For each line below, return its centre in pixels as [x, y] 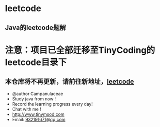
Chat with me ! [26, 109]
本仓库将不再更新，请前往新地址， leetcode [70, 82]
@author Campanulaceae [37, 94]
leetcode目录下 [36, 62]
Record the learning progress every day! [52, 104]
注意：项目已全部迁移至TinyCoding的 [80, 50]
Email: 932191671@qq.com [39, 119]
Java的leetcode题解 [36, 27]
